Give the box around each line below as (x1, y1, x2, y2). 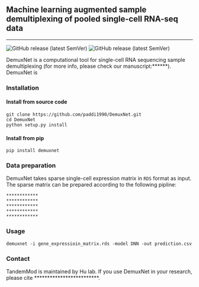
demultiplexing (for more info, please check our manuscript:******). (6, 62, 172, 70)
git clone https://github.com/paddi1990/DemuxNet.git (6, 111, 142, 118)
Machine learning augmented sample (6, 5, 147, 15)
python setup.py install (6, 122, 68, 128)
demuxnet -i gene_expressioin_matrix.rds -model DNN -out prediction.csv (6, 241, 192, 247)
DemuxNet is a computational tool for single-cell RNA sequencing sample (6, 56, 185, 63)
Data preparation (6, 162, 56, 170)
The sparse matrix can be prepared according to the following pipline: (6, 181, 176, 188)
